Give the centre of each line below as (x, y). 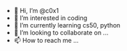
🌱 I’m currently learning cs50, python (67, 25)
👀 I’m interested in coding (51, 18)
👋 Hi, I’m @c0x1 (36, 11)
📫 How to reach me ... (46, 40)
